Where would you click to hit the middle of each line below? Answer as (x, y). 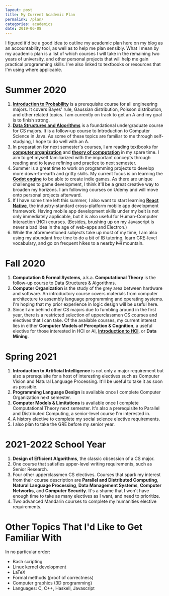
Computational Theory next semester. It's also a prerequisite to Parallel (86, 408)
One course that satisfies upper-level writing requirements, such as (82, 463)
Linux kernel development (39, 567)
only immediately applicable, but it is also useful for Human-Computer (85, 217)
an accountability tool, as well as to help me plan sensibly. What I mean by (82, 48)
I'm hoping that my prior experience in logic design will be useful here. (86, 304)
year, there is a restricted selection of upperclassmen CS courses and (85, 315)
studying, (22, 142)
